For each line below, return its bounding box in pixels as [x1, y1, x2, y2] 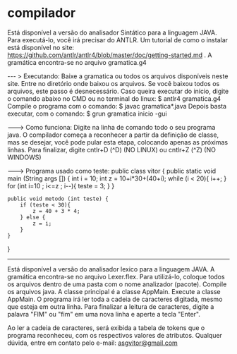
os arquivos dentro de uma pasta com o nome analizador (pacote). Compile [7, 280, 227, 288]
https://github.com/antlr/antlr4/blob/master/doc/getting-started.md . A [7, 51, 212, 59]
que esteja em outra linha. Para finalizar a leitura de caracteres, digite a [7, 302, 214, 311]
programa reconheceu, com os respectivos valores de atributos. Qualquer [7, 331, 222, 339]
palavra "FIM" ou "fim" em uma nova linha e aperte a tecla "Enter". [7, 310, 201, 318]
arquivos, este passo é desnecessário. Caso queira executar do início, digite [7, 87, 229, 95]
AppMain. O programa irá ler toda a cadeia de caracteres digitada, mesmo [7, 295, 223, 303]
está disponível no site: [7, 43, 75, 51]
